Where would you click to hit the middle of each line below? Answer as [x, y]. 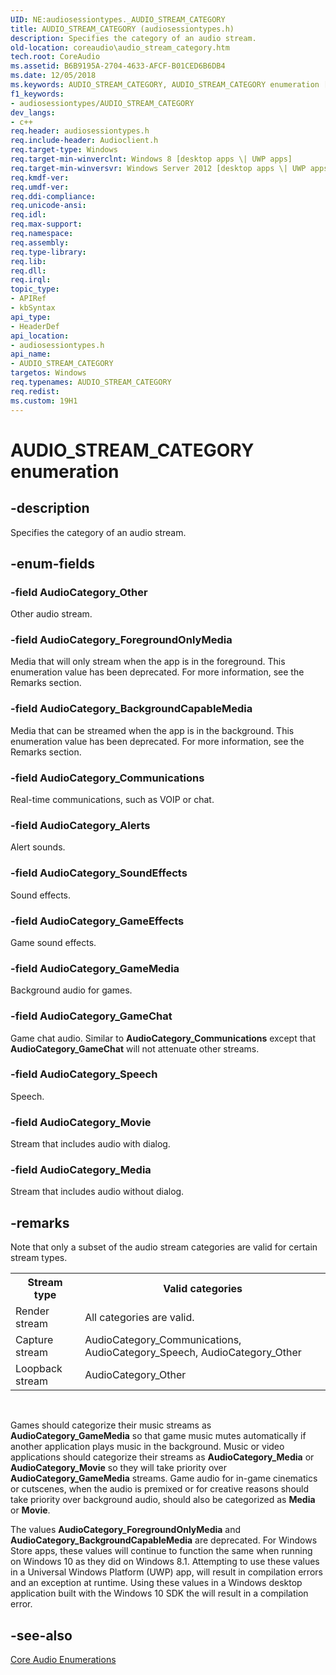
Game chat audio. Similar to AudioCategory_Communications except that [163, 1038]
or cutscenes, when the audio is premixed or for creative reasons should [160, 1489]
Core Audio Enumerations [63, 1660]
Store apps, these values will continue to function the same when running [161, 1551]
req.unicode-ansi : [48, 206]
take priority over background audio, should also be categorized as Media [163, 1500]
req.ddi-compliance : [53, 196]
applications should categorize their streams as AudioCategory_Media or [162, 1457]
